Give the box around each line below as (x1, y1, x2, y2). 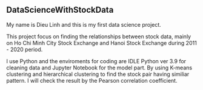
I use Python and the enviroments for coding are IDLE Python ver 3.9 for (6, 57, 187, 64)
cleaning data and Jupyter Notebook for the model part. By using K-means (6, 64, 193, 71)
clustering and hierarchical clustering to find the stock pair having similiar (6, 70, 190, 78)
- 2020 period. (6, 46, 43, 53)
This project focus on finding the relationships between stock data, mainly (6, 33, 191, 40)
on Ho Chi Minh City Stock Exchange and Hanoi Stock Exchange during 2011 (6, 39, 197, 46)
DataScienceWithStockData (6, 5, 114, 15)
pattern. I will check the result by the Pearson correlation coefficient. (6, 77, 178, 84)
